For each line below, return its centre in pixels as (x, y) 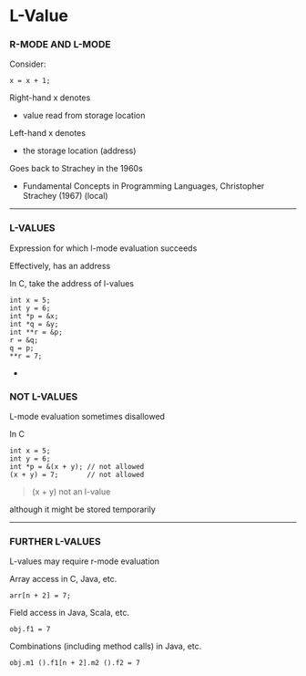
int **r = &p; (36, 332)
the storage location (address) (79, 151)
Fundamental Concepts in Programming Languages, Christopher (143, 186)
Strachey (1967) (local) (65, 196)
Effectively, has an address (60, 265)
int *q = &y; (34, 324)
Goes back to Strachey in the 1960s (76, 169)
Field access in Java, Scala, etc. (70, 613)
